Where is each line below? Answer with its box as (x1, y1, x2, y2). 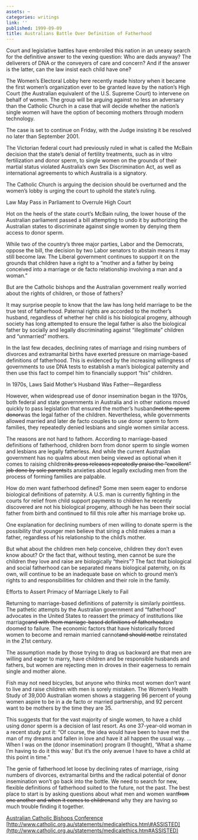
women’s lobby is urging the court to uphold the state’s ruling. (6, 187, 157, 194)
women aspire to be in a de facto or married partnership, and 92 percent (6, 698, 183, 706)
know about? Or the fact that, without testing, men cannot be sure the (6, 552, 176, 559)
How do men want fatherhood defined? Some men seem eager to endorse (6, 485, 187, 492)
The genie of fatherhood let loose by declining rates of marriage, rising (6, 765, 179, 772)
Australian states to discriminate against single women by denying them (6, 223, 181, 230)
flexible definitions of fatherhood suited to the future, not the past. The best (6, 784, 190, 791)
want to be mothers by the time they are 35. (6, 704, 113, 711)
